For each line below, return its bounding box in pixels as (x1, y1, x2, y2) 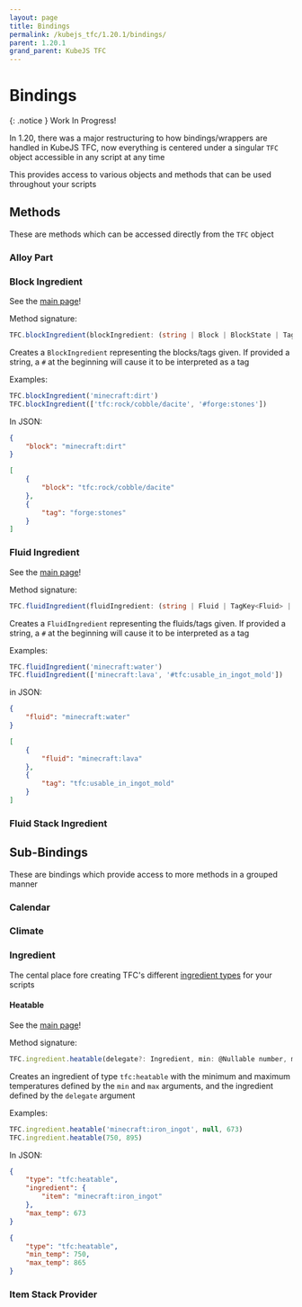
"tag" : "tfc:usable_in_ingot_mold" (41, 780, 175, 789)
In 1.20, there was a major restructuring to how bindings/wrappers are (9, 132, 268, 144)
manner (9, 879, 39, 889)
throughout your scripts (9, 179, 97, 190)
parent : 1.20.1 (9, 38, 67, 48)
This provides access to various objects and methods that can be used (9, 169, 272, 180)
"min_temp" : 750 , (25, 1250, 91, 1259)
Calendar (9, 901, 51, 914)
